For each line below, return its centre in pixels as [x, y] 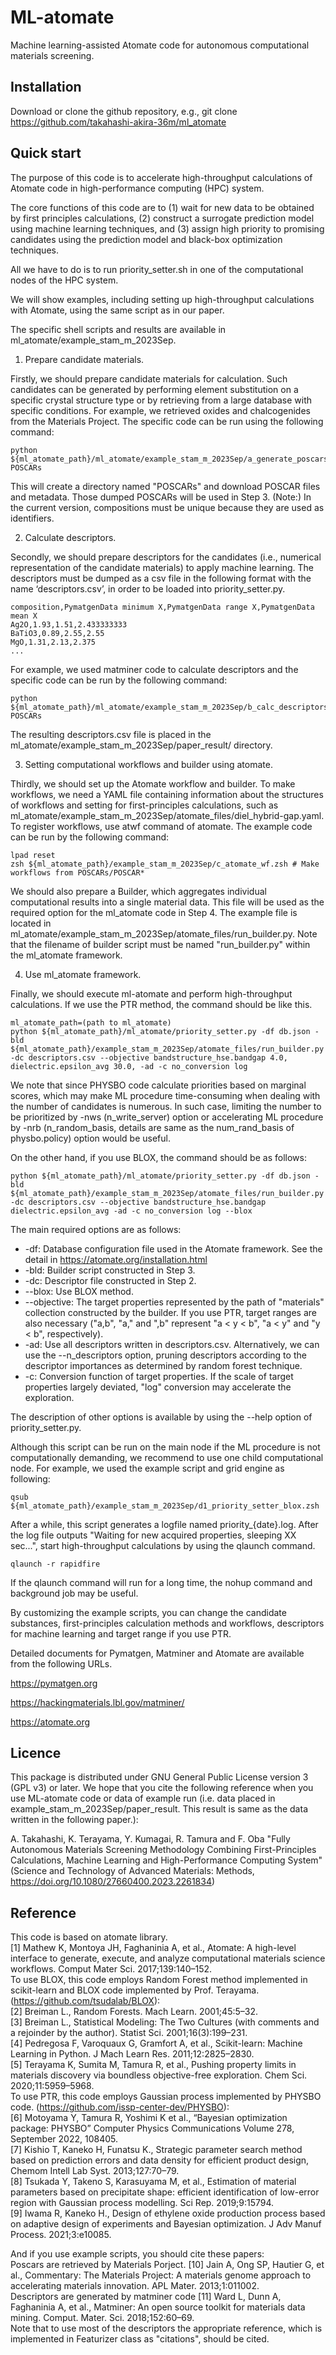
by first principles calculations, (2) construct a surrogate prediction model [162, 218]
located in [31, 923]
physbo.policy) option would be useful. [90, 1138]
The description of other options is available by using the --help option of [161, 1417]
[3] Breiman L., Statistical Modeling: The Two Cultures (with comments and [165, 2022]
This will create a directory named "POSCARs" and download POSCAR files [165, 486]
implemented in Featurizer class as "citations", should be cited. [140, 2339]
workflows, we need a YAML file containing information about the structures [167, 794]
